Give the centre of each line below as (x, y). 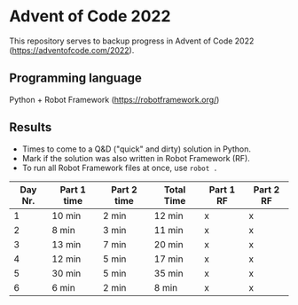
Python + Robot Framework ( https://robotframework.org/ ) (114, 99)
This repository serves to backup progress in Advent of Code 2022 (132, 41)
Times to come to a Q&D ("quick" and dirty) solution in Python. (136, 149)
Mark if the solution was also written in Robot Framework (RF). (136, 158)
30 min (67, 273)
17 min (169, 259)
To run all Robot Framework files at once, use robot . (120, 168)
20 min (169, 244)
